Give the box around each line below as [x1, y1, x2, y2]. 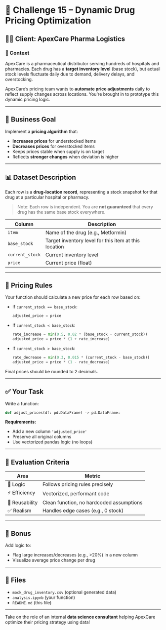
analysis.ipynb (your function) [12, 594, 76, 600]
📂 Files [5, 576, 26, 585]
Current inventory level [45, 251, 99, 258]
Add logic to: [5, 543, 31, 548]
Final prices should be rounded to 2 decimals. [5, 368, 98, 374]
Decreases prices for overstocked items [12, 143, 95, 149]
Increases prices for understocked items [12, 138, 96, 144]
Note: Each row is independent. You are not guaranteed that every [17, 203, 153, 209]
